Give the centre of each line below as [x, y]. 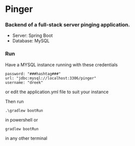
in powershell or [22, 120]
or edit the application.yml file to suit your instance [57, 92]
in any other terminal [26, 138]
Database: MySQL [31, 41]
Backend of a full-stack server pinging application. [68, 25]
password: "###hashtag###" [33, 74]
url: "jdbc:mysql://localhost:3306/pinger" [51, 78]
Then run [14, 101]
